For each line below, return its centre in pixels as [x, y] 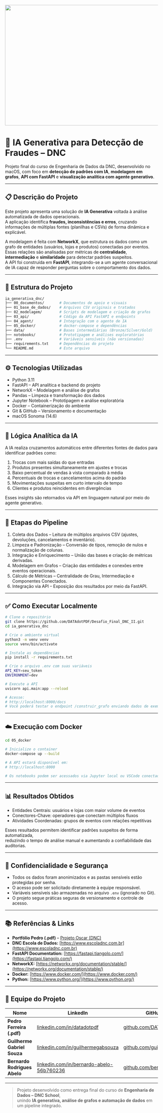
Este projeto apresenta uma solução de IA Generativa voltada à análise [76, 211]
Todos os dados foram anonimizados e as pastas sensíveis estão [77, 877]
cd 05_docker [18, 740]
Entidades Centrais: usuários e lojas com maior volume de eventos [79, 811]
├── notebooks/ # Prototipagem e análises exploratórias [75, 335]
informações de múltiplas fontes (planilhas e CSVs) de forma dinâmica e [77, 227]
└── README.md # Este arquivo [48, 348]
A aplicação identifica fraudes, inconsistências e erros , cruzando [71, 222]
